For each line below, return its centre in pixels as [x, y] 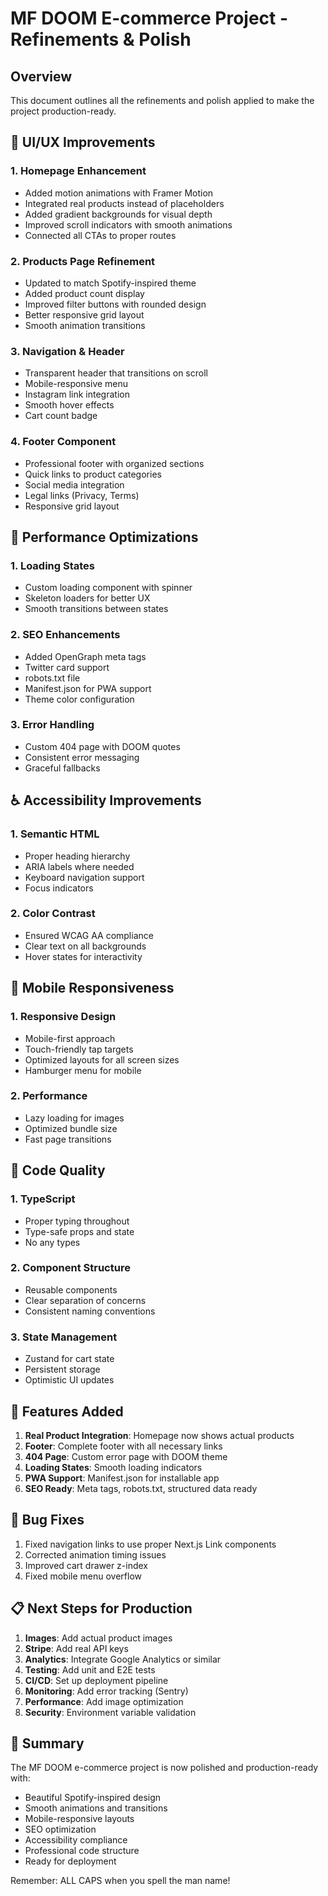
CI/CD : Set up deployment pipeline [96, 1680]
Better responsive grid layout [84, 314]
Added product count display [84, 293]
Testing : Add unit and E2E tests [90, 1669]
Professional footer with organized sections [114, 463]
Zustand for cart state [69, 1359]
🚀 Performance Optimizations [104, 537]
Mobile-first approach [70, 1038]
